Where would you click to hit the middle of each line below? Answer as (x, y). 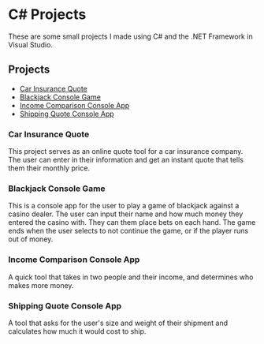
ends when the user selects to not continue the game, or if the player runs (128, 231)
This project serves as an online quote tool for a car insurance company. (126, 151)
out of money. (31, 239)
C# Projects (47, 15)
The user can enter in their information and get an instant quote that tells (126, 160)
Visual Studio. (31, 44)
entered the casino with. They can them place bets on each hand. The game (132, 222)
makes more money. (41, 285)
